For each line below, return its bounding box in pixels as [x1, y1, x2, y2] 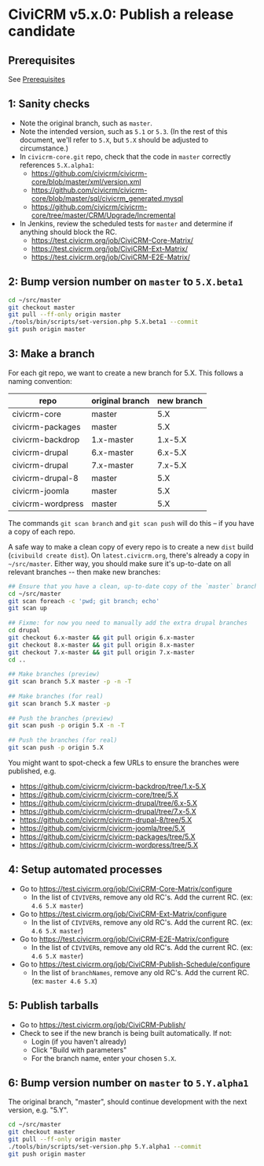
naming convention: [8, 376, 72, 386]
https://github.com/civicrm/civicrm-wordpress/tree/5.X [19, 840, 199, 849]
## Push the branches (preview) [8, 714, 114, 722]
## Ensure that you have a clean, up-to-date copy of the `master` [8, 582, 234, 590]
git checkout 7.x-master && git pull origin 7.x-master [8, 648, 195, 656]
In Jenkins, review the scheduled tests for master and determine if [19, 218, 233, 228]
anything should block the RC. [19, 227, 118, 237]
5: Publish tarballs [8, 999, 99, 1012]
